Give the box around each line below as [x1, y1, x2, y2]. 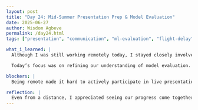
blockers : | [6, 73, 35, 79]
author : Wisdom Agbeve [6, 25, 62, 31]
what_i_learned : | [6, 46, 51, 53]
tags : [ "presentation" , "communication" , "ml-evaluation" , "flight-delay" [6, 36, 194, 42]
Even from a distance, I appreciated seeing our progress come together [11, 95, 194, 101]
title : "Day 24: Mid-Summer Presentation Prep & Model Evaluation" [6, 14, 176, 20]
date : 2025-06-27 [6, 19, 49, 25]
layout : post [6, 8, 38, 15]
